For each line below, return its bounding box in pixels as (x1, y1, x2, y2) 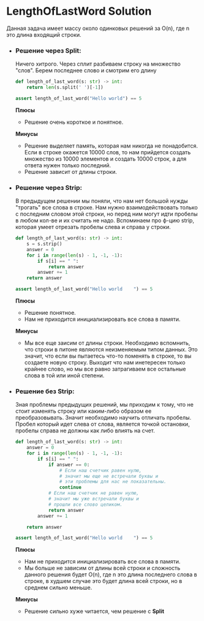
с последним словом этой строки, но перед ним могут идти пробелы (15, 210, 198, 218)
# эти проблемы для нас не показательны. (59, 479, 167, 485)
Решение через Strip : (15, 183, 83, 192)
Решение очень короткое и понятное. (24, 118, 124, 126)
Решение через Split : (15, 46, 81, 55)
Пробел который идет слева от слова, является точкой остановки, (15, 421, 190, 428)
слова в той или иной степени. (24, 372, 105, 379)
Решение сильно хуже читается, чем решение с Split (24, 608, 164, 615)
